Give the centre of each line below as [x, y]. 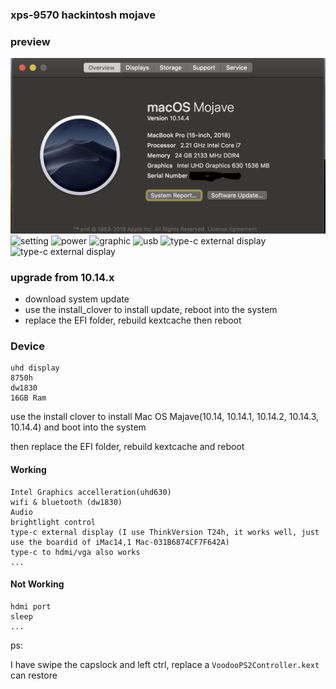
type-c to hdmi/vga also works [75, 552]
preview [30, 41]
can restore [34, 675]
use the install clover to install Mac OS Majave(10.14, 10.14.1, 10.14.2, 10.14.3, [165, 417]
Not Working [37, 584]
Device [27, 346]
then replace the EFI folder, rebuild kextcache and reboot [127, 447]
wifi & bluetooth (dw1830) [66, 502]
